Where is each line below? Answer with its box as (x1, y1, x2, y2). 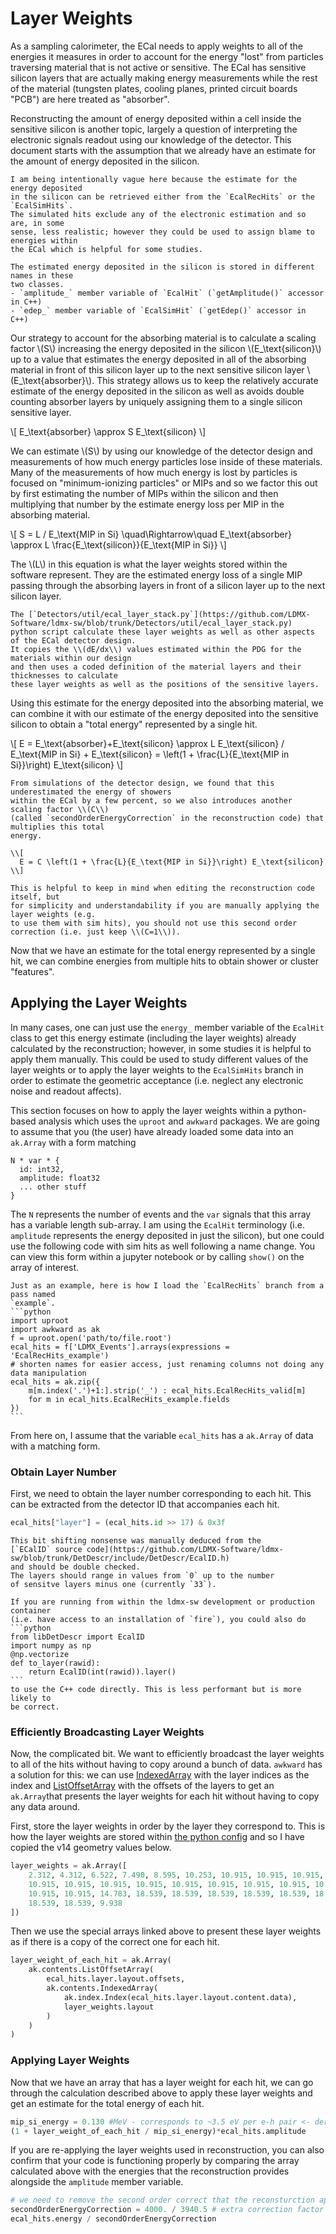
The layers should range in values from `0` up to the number (10, 1570, 275, 1581)
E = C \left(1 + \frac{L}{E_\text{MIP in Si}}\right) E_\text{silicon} (19, 857, 325, 867)
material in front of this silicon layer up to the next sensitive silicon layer (10, 363, 305, 376)
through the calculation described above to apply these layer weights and (10, 2087, 313, 2099)
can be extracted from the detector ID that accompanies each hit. (10, 1498, 280, 1511)
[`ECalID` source (10, 1544, 83, 1554)
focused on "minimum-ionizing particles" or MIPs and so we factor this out (10, 477, 318, 489)
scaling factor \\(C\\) (10, 804, 110, 814)
